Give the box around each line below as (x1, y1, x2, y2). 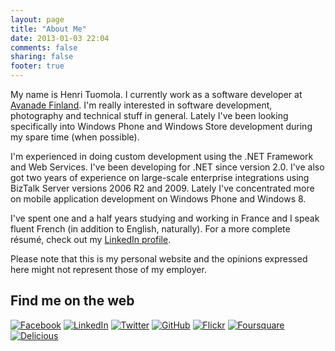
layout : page (10, 14, 65, 25)
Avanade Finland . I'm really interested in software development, (10, 99, 273, 111)
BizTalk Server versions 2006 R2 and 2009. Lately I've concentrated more (10, 182, 315, 194)
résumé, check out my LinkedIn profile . (10, 234, 172, 245)
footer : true (10, 61, 65, 71)
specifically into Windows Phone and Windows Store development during (10, 121, 313, 132)
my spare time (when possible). (10, 131, 140, 143)
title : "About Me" (10, 24, 87, 34)
